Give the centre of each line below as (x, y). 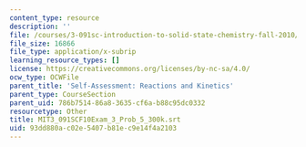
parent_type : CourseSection (63, 94)
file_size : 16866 (42, 43)
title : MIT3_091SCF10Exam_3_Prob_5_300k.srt (95, 120)
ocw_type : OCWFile (44, 78)
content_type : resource (55, 18)
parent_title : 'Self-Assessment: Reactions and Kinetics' (122, 86)
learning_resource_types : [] (65, 60)
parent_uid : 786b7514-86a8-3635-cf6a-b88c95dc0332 (107, 103)
